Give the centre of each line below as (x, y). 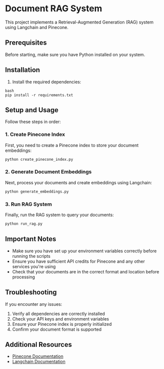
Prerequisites (26, 43)
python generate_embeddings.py (37, 192)
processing (23, 277)
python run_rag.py (24, 224)
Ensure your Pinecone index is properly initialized (62, 324)
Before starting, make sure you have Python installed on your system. (75, 54)
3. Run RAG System (29, 204)
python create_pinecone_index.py (39, 159)
